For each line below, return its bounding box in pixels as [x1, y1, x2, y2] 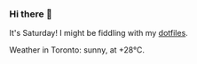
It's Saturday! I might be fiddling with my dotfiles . [9, 28, 188, 39]
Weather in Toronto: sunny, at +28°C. [9, 45, 145, 55]
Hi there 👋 [9, 8, 53, 20]
